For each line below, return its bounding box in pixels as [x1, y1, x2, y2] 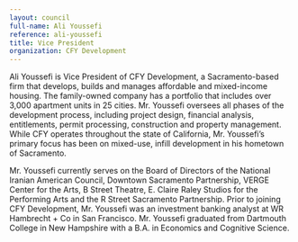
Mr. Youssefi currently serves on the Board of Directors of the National [9, 166, 271, 176]
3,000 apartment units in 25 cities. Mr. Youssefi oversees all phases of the [9, 100, 284, 111]
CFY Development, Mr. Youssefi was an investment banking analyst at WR [9, 203, 284, 214]
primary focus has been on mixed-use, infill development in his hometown [9, 139, 284, 149]
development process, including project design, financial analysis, [9, 110, 255, 121]
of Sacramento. [9, 148, 68, 158]
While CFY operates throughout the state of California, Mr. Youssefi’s [9, 129, 266, 139]
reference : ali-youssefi [9, 30, 103, 39]
